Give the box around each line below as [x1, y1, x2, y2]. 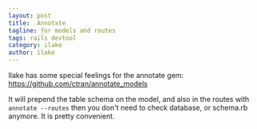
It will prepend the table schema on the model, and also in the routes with [8, 95, 250, 104]
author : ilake [8, 49, 56, 57]
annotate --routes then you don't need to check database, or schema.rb [8, 103, 248, 112]
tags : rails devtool [8, 33, 77, 42]
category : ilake [8, 41, 62, 49]
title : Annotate [8, 19, 66, 27]
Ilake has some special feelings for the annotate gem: [8, 71, 184, 80]
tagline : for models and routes [8, 26, 116, 34]
